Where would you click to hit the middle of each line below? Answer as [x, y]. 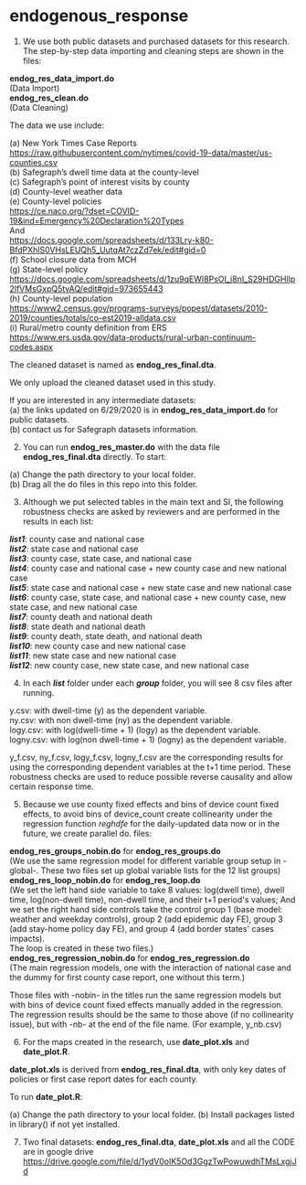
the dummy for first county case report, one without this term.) [127, 977]
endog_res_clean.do [49, 98]
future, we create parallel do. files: [87, 833]
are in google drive [58, 1151]
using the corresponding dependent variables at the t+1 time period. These [150, 767]
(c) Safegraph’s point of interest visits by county [100, 181]
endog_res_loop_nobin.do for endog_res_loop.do [105, 880]
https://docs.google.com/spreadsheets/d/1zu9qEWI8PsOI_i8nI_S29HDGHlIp [153, 279]
